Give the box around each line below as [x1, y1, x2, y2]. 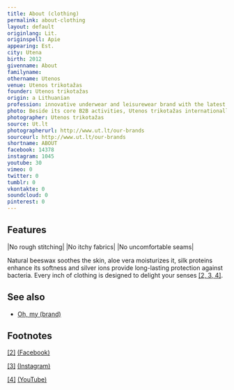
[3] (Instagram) [7, 362, 51, 370]
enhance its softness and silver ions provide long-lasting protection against [7, 263, 223, 272]
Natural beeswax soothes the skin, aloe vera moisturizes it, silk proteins [7, 256, 213, 264]
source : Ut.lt [7, 120, 49, 128]
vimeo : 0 [7, 165, 33, 173]
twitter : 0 [7, 172, 39, 179]
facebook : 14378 [7, 147, 54, 153]
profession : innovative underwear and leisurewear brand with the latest [7, 101, 226, 108]
